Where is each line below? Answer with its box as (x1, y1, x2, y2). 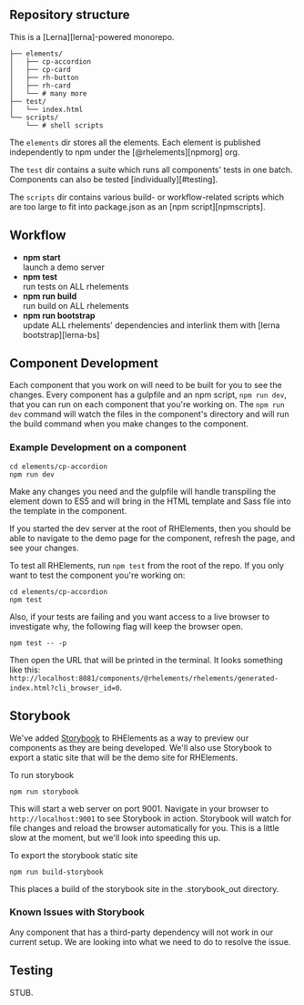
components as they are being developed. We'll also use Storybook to (9, 742, 272, 753)
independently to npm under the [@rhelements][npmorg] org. (9, 146, 240, 158)
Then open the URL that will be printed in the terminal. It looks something (9, 654, 284, 665)
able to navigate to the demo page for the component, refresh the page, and (9, 532, 296, 543)
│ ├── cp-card (9, 65, 71, 74)
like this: (9, 664, 41, 675)
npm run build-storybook (9, 867, 104, 877)
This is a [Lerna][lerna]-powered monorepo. (9, 31, 175, 42)
